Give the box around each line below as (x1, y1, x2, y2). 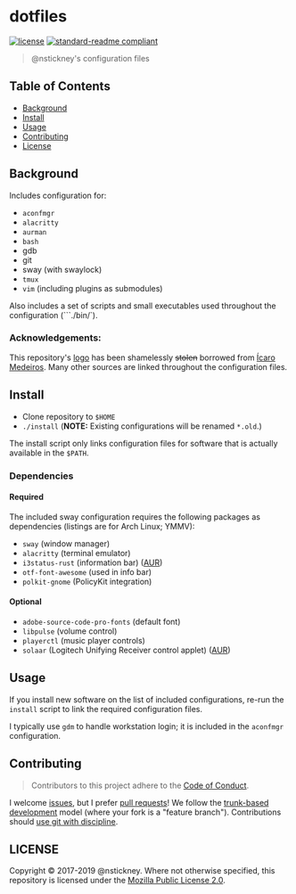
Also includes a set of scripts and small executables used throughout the (9, 300, 276, 311)
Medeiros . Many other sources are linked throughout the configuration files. (9, 361, 288, 372)
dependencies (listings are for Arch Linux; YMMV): (9, 521, 195, 531)
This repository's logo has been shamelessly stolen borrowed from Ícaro (9, 352, 276, 363)
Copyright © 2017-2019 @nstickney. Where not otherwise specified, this (9, 865, 275, 876)
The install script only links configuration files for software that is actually (9, 438, 278, 448)
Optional (9, 596, 42, 607)
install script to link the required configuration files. (9, 703, 203, 714)
